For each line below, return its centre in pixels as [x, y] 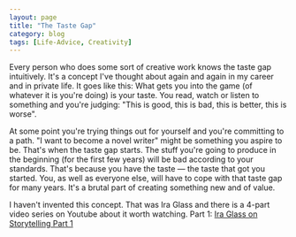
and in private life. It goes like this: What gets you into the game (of [131, 86]
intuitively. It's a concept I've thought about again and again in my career [141, 77]
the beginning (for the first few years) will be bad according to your [131, 159]
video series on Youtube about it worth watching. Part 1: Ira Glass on [133, 214]
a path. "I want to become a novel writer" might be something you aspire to [146, 141]
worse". [23, 114]
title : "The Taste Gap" [53, 26]
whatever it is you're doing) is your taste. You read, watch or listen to [134, 96]
